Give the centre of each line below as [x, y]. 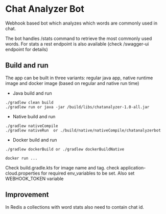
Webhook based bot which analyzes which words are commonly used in [81, 23]
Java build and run [32, 93]
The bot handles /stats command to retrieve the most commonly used [79, 38]
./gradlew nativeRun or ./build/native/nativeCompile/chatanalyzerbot [83, 130]
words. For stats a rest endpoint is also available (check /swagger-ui [77, 44]
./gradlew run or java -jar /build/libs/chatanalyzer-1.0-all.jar [77, 107]
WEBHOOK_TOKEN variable [34, 178]
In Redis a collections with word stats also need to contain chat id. [75, 207]
